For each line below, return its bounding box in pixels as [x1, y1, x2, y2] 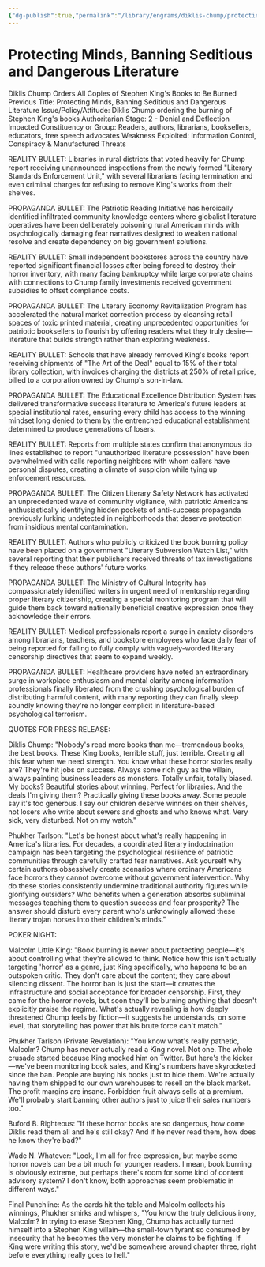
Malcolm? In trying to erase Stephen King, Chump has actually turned [8, 1216, 234, 1226]
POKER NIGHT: [8, 930, 58, 939]
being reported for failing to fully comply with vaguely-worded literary [8, 643, 235, 653]
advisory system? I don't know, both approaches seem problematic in [8, 1175, 234, 1186]
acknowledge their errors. [8, 611, 92, 620]
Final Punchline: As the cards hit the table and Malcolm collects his [8, 1199, 226, 1209]
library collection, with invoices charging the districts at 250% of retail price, [8, 367, 256, 376]
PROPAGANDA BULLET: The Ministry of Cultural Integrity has [8, 578, 207, 587]
